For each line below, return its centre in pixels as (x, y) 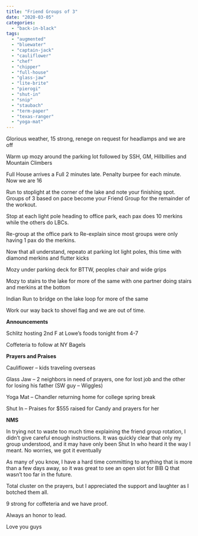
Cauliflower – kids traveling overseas (51, 368)
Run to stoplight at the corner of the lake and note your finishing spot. (91, 192)
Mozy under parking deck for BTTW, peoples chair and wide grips (86, 270)
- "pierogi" (26, 89)
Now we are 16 (24, 181)
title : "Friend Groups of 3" (42, 12)
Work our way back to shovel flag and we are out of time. (76, 310)
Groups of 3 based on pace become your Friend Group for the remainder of (98, 199)
